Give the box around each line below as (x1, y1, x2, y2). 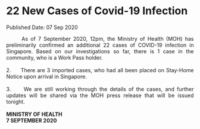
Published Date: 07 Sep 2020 (6, 24, 79, 31)
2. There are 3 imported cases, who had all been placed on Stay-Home (6, 66, 194, 73)
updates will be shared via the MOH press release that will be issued (6, 92, 194, 99)
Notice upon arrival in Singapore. (6, 73, 87, 80)
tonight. (6, 98, 25, 105)
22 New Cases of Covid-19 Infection (6, 4, 188, 18)
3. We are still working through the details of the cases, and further (6, 85, 194, 92)
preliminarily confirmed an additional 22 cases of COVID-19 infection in (6, 41, 194, 49)
